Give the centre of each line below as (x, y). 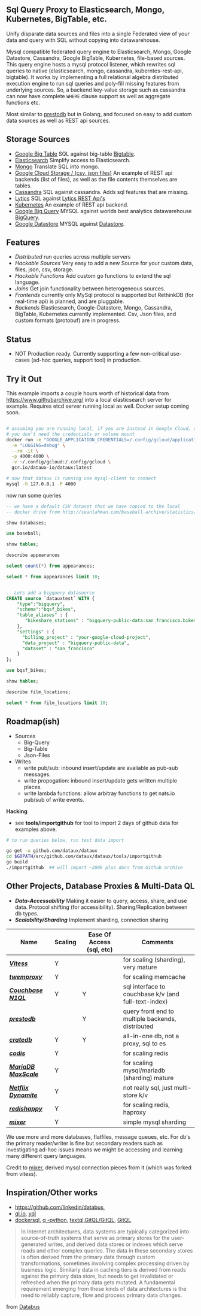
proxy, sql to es (144, 1043)
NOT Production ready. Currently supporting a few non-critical (92, 354)
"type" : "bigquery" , (41, 604)
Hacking (17, 811)
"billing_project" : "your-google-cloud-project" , (86, 637)
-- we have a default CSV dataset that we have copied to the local (93, 506)
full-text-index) (145, 1001)
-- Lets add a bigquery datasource (51, 593)
